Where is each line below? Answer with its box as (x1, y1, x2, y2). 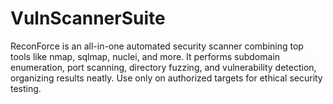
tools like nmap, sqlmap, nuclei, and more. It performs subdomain (10, 50, 281, 62)
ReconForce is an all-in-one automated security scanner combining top (10, 40, 304, 52)
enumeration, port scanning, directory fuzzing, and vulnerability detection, (10, 61, 317, 73)
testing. (10, 82, 42, 94)
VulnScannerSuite (10, 7, 166, 30)
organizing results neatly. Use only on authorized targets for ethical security (10, 72, 323, 84)
